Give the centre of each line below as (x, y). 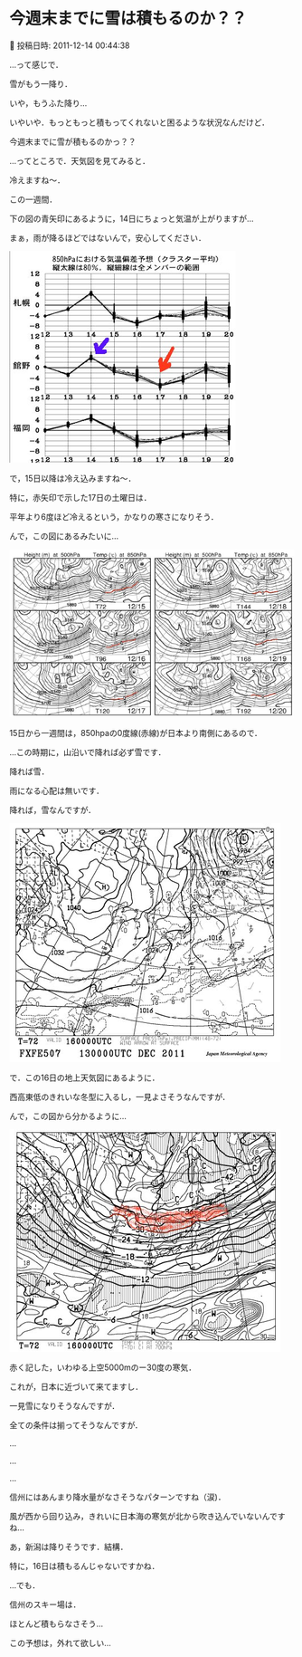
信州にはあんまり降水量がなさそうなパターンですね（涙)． (118, 1497)
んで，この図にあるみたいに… (64, 536)
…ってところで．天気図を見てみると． (80, 160)
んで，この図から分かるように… (68, 1116)
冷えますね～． (37, 180)
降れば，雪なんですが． (53, 810)
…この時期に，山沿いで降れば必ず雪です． (88, 752)
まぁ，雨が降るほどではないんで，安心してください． (108, 237)
